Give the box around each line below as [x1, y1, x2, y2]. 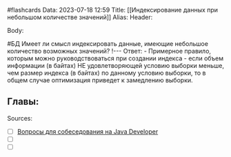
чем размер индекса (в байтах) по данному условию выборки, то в [7, 69, 206, 77]
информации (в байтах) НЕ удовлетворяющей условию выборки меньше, [7, 62, 224, 69]
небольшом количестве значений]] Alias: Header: [7, 13, 153, 21]
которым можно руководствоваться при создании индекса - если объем [7, 54, 224, 62]
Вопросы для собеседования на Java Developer [17, 127, 159, 136]
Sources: [7, 114, 33, 122]
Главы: [7, 96, 39, 108]
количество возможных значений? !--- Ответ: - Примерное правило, [7, 47, 212, 55]
